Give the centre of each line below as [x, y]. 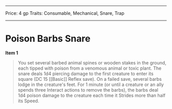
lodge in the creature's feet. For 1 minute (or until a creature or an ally [91, 84]
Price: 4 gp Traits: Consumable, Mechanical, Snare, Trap [65, 13]
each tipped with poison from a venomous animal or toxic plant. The [90, 68]
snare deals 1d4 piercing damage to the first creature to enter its [85, 73]
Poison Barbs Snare [48, 39]
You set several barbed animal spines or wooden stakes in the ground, [92, 62]
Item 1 [12, 53]
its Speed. [28, 101]
